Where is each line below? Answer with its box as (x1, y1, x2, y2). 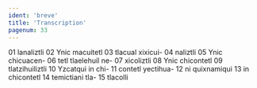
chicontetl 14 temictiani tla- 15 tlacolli (8, 72, 128, 82)
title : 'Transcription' (8, 19, 87, 27)
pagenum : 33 (8, 26, 48, 34)
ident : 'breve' (8, 11, 59, 20)
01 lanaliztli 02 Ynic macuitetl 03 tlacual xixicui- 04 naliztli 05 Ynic (8, 48, 224, 57)
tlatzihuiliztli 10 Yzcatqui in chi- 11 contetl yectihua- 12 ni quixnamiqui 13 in (8, 64, 250, 74)
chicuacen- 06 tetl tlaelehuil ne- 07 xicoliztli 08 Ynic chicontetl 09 (8, 56, 224, 65)
